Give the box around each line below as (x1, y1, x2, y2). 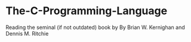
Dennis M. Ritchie (5, 30, 49, 37)
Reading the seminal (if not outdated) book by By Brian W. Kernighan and (5, 24, 186, 31)
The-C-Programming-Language (5, 4, 168, 18)
